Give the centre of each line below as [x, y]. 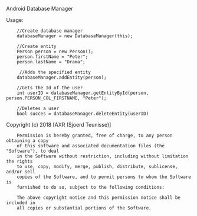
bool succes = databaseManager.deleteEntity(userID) [83, 114]
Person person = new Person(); [55, 51]
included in [21, 203]
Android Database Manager [40, 9]
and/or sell [21, 172]
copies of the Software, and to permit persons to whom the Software [104, 177]
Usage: [15, 20]
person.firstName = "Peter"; [52, 57]
